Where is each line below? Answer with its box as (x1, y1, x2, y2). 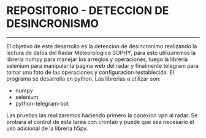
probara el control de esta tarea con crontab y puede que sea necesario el (6, 118, 194, 125)
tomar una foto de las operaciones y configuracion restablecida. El (6, 68, 175, 76)
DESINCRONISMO (6, 16, 99, 31)
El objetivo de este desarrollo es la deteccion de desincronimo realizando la (6, 42, 197, 49)
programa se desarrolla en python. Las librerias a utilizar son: (6, 74, 161, 82)
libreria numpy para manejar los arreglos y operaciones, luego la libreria (6, 56, 188, 63)
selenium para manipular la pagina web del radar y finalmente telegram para (6, 62, 199, 69)
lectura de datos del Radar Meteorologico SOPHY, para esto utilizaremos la (6, 49, 196, 56)
